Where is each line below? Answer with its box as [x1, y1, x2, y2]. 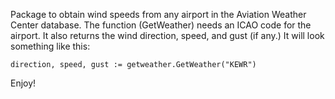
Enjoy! [10, 77, 37, 89]
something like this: [10, 40, 91, 52]
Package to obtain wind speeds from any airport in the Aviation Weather [10, 9, 307, 20]
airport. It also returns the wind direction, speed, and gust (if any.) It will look [10, 30, 325, 41]
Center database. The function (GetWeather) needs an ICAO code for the [10, 19, 312, 31]
